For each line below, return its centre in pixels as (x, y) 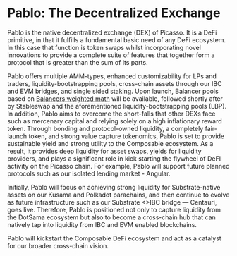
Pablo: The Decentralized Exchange (114, 13)
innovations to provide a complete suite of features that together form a (111, 55)
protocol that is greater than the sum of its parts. (78, 62)
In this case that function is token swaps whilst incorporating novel (104, 47)
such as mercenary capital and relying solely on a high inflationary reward (115, 121)
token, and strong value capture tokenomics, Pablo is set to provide (126, 136)
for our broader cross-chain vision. (58, 245)
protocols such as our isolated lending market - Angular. (89, 173)
